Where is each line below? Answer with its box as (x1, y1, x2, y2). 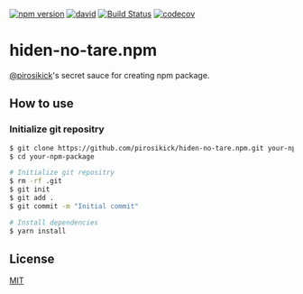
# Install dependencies (9, 217, 99, 227)
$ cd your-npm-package (9, 152, 95, 161)
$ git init (9, 185, 50, 194)
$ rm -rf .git (9, 177, 63, 186)
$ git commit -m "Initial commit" (9, 201, 140, 211)
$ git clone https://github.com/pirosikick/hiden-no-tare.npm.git (9, 143, 264, 152)
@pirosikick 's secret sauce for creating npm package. (9, 69, 210, 80)
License (9, 251, 55, 266)
